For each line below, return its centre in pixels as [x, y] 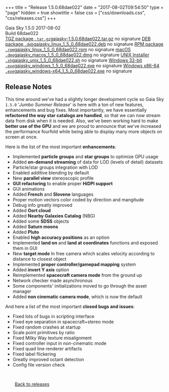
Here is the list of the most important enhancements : [61, 147]
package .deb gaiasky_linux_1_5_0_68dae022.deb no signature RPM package [84, 44]
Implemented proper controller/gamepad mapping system [74, 264]
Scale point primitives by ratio [44, 332]
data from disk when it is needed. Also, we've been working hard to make [82, 121]
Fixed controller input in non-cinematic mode [59, 343]
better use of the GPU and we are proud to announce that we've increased [83, 126]
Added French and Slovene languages [53, 194]
